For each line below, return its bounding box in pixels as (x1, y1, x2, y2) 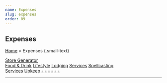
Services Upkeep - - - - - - (5, 68, 60, 74)
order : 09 (5, 16, 26, 21)
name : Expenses (5, 7, 37, 12)
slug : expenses (5, 12, 37, 17)
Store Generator (5, 57, 38, 63)
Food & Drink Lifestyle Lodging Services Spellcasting (5, 63, 114, 69)
